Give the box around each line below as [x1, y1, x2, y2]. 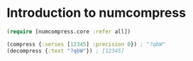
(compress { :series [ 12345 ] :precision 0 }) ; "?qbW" [6, 41, 166, 48]
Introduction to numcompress [6, 5, 186, 21]
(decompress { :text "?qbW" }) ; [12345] [6, 47, 125, 54]
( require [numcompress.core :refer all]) [6, 28, 131, 35]
